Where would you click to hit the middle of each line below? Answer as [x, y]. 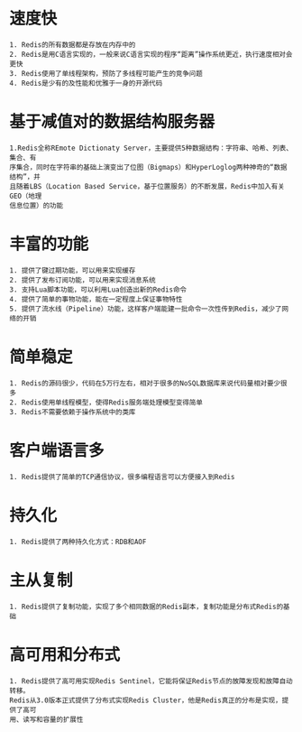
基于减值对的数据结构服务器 [112, 122]
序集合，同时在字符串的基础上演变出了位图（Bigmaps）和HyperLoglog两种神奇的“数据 [148, 167]
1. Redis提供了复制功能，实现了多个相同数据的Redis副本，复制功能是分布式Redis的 [146, 607]
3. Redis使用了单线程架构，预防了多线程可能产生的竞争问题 [106, 73]
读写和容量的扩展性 [53, 719]
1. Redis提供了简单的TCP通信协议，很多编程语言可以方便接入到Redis [122, 477]
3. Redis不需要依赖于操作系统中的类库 [73, 412]
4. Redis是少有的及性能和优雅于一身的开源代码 [86, 83]
